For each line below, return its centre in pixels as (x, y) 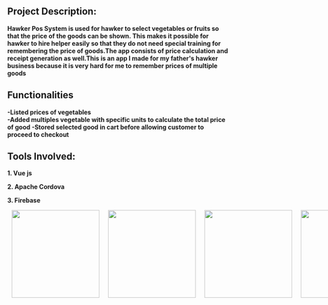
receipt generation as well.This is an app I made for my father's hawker (113, 58)
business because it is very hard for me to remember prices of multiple (112, 65)
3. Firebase (24, 201)
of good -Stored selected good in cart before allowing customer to (106, 127)
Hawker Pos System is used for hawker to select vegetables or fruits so (113, 28)
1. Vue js (20, 173)
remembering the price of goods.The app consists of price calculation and (118, 50)
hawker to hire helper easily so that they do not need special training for (114, 43)
